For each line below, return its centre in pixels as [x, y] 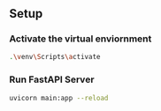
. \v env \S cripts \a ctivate [55, 57]
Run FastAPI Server [52, 79]
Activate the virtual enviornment [80, 39]
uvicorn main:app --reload [59, 98]
